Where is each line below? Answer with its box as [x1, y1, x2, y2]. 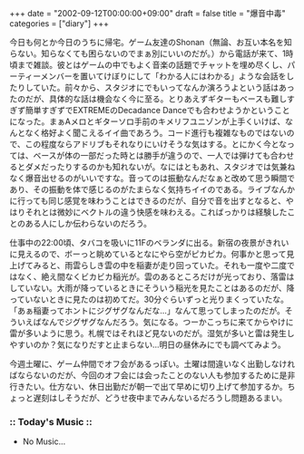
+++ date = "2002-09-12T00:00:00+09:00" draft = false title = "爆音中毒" [9, 8, 286, 18]
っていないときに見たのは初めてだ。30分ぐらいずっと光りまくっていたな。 [9, 294, 289, 304]
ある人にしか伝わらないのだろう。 [25, 218, 152, 228]
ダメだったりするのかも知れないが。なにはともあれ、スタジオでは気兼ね [25, 161, 296, 172]
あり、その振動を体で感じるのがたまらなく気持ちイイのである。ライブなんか [9, 184, 295, 195]
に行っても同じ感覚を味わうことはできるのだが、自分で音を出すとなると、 [9, 196, 287, 206]
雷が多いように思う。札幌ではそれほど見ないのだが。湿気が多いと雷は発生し [9, 328, 295, 338]
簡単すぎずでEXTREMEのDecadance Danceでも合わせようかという [25, 105, 275, 115]
